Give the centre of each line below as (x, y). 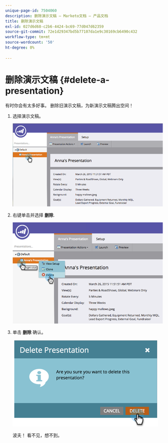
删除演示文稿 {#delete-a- (57, 80)
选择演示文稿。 (28, 116)
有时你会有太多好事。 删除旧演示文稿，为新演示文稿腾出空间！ (69, 105)
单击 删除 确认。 (29, 332)
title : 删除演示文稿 (24, 21)
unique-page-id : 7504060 (31, 11)
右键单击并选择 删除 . (33, 215)
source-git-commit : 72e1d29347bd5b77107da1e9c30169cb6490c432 (71, 32)
